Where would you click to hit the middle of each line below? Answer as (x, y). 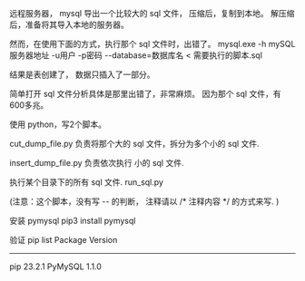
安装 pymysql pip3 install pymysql (73, 221)
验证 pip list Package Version (64, 240)
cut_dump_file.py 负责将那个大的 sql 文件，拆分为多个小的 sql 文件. (135, 144)
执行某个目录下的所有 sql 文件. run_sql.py (86, 182)
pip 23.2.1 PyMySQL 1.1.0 (56, 266)
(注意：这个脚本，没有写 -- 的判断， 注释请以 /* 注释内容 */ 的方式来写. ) (144, 201)
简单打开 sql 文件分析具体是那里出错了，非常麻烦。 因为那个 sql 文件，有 (145, 94)
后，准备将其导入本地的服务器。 (69, 24)
